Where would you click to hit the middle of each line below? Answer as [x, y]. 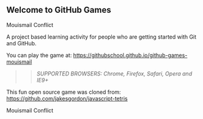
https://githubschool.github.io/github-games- [130, 55]
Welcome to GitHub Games [59, 10]
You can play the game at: [39, 55]
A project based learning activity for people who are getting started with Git [102, 37]
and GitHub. [21, 43]
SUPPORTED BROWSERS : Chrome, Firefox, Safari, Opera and [114, 74]
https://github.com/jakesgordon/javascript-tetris [67, 98]
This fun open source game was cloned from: [64, 92]
